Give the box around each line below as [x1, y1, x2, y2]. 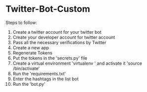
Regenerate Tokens [12, 50, 53, 56]
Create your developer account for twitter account [12, 34, 115, 40]
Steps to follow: [5, 20, 37, 25]
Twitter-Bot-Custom [5, 3, 90, 15]
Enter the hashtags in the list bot [12, 76, 79, 82]
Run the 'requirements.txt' [12, 70, 66, 76]
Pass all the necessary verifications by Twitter [12, 39, 107, 45]
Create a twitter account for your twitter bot [12, 29, 102, 35]
